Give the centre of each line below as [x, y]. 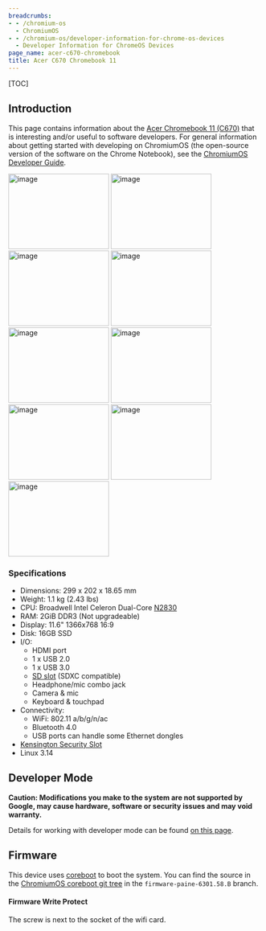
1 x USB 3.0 [51, 667]
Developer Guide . [37, 162]
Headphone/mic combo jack [79, 684]
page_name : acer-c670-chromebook [64, 53]
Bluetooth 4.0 [54, 727]
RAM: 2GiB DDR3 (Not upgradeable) [80, 616]
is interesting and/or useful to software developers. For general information [133, 137]
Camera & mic [55, 693]
